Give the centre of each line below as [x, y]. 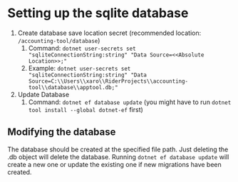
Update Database [43, 94]
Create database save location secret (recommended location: [109, 33]
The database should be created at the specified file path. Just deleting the [118, 149]
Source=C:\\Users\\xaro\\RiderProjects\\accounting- [108, 81]
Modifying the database [62, 132]
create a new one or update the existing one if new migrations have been [115, 164]
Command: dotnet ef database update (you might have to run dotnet [130, 102]
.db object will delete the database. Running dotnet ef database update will [118, 157]
